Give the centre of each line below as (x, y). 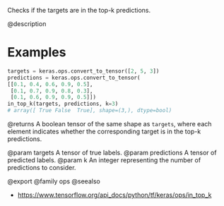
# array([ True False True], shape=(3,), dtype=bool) (90, 111)
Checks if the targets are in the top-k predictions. (79, 10)
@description (27, 24)
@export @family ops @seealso (54, 181)
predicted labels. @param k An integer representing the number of (104, 160)
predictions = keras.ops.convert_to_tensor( (74, 78)
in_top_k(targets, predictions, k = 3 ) (63, 104)
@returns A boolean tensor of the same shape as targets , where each (110, 124)
